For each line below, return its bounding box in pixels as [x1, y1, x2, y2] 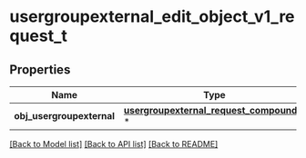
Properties [9, 62, 71, 77]
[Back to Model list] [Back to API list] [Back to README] [9, 139, 219, 149]
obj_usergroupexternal [14, 110, 116, 122]
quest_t [9, 25, 68, 46]
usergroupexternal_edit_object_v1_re [9, 6, 295, 27]
